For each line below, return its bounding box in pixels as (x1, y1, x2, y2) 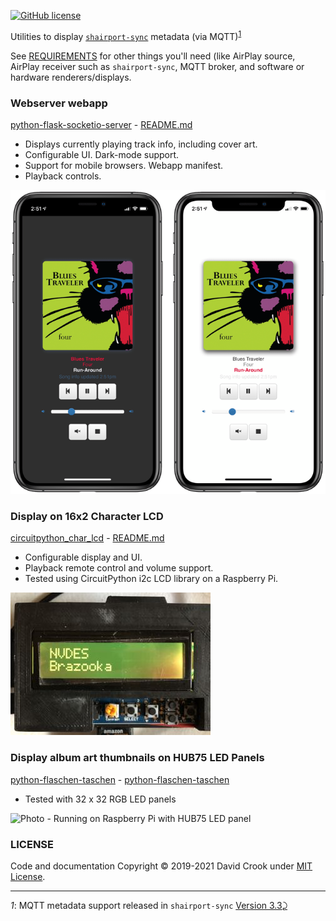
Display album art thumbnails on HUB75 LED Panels (10, 751, 265, 765)
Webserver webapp (10, 96, 108, 110)
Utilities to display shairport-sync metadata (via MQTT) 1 (10, 29, 242, 42)
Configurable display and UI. (24, 551, 143, 564)
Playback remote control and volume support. (24, 562, 214, 574)
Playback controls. (24, 170, 102, 182)
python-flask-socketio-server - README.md (10, 118, 193, 130)
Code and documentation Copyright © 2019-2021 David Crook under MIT (10, 860, 313, 872)
